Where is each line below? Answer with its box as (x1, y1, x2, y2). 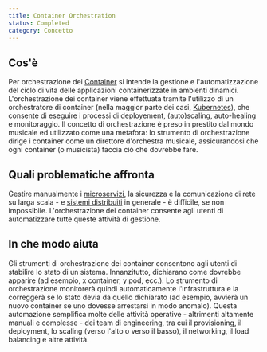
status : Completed (8, 19, 69, 27)
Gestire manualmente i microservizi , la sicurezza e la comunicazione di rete (8, 189, 257, 198)
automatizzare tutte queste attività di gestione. (8, 214, 161, 224)
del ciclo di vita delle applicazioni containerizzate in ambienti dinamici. (8, 85, 239, 96)
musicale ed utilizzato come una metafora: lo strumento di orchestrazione (8, 128, 250, 138)
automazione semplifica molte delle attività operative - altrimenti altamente (8, 309, 254, 319)
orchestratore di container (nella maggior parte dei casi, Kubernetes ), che (8, 103, 250, 112)
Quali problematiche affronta (8, 168, 155, 182)
